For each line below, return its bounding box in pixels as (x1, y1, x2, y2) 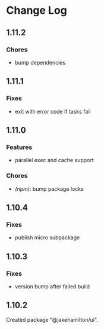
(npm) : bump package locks (14, 185, 84, 192)
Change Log (6, 4, 67, 17)
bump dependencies (14, 59, 66, 66)
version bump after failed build (14, 282, 90, 290)
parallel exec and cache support (14, 157, 94, 164)
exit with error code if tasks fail (14, 108, 91, 115)
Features (6, 143, 33, 151)
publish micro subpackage (14, 234, 80, 241)
